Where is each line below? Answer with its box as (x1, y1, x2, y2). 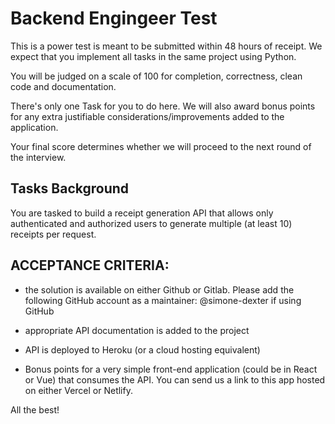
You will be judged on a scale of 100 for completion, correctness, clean (10, 70, 303, 82)
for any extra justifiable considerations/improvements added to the (10, 110, 285, 122)
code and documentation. (10, 80, 117, 92)
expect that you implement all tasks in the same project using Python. (10, 50, 297, 62)
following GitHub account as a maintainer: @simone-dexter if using (24, 294, 302, 306)
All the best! (10, 403, 60, 416)
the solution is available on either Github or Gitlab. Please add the (24, 283, 295, 296)
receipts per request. (10, 228, 97, 240)
